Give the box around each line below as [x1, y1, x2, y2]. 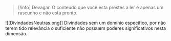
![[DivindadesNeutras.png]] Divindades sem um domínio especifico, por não [5, 20, 166, 26]
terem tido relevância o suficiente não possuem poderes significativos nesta [5, 25, 166, 31]
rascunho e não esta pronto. [17, 10, 78, 16]
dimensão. [5, 31, 28, 36]
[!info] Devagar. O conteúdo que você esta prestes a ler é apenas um [17, 5, 164, 10]
